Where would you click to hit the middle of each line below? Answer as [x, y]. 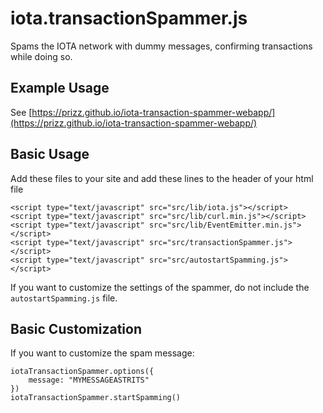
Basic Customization [76, 328]
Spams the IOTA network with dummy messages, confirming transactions [161, 46]
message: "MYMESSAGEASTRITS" [89, 380]
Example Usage [60, 88]
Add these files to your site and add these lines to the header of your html [162, 178]
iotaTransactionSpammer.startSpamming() [96, 398]
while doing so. [41, 56]
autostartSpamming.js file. [64, 298]
